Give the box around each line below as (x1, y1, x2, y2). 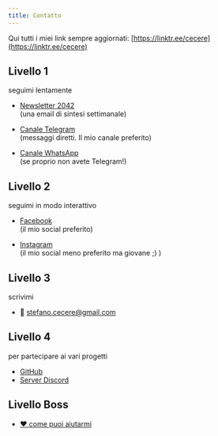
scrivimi (8, 292, 34, 301)
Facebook (19, 216, 53, 226)
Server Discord (19, 375, 70, 385)
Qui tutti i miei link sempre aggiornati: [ (8, 33, 134, 43)
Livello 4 (8, 330, 51, 344)
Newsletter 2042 (19, 100, 75, 111)
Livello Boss (8, 398, 69, 411)
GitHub (19, 366, 43, 376)
